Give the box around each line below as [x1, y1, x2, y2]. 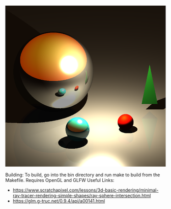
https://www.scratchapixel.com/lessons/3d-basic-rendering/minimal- [12, 187, 159, 193]
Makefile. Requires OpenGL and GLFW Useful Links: [5, 177, 115, 183]
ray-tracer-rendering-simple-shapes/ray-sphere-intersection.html [12, 193, 151, 198]
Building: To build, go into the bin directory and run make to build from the [5, 172, 160, 178]
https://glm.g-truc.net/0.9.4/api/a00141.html [12, 198, 105, 204]
